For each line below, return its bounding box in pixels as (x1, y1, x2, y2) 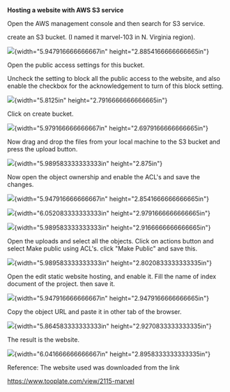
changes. (7, 181, 34, 188)
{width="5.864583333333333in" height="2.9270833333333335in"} (14, 322, 212, 330)
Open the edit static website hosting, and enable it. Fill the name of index (7, 272, 217, 280)
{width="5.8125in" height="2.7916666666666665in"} (14, 96, 168, 104)
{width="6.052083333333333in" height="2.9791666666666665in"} (14, 209, 210, 217)
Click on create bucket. (7, 110, 74, 118)
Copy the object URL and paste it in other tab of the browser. (7, 308, 182, 316)
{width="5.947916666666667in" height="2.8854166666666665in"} (14, 47, 209, 55)
